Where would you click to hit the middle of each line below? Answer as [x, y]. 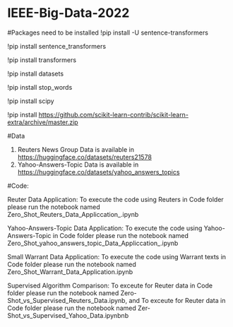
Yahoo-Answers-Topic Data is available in [78, 165]
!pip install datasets [36, 73]
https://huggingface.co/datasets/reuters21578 [84, 157]
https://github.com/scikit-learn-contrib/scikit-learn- [114, 114]
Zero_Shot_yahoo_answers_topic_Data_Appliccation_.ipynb [93, 243]
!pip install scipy [31, 101]
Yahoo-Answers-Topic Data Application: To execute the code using [105, 228]
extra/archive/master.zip [43, 122]
